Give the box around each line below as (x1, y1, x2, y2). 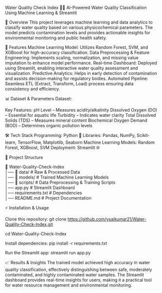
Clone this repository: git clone (5, 216, 67, 222)
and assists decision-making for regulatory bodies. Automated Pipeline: (5, 76, 148, 81)
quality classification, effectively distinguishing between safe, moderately (5, 267, 152, 272)
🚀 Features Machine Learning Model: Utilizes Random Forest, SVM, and (5, 45, 148, 50)
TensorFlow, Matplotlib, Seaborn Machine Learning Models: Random (18, 139, 155, 145)
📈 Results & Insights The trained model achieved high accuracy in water (5, 260, 150, 265)
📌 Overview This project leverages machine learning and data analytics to (5, 20, 153, 25)
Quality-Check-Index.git (5, 222, 54, 227)
